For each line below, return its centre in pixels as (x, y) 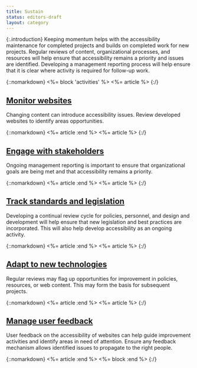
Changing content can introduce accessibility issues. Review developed (93, 115)
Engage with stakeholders (55, 151)
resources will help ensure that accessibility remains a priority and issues (95, 58)
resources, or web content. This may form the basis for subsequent (88, 285)
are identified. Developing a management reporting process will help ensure (98, 64)
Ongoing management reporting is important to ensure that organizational (96, 165)
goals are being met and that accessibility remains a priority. (79, 171)
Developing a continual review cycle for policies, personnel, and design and (98, 215)
